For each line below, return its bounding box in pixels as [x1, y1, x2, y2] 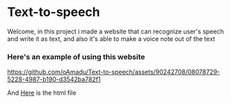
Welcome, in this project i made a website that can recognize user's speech [7, 27, 224, 35]
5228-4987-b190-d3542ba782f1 [7, 75, 101, 84]
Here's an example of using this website [7, 51, 145, 61]
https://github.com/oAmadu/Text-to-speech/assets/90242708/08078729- [7, 68, 221, 77]
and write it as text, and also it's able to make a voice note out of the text [7, 34, 216, 42]
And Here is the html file [7, 88, 77, 97]
